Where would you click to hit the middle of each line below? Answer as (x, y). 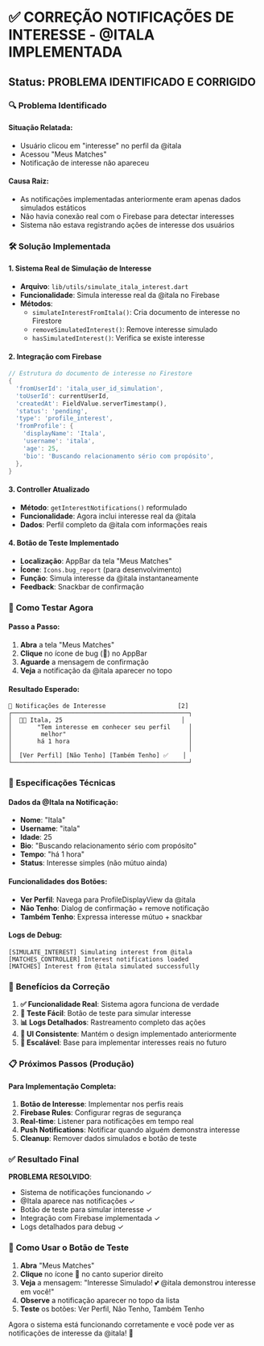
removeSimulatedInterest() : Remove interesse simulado (125, 329)
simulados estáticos (53, 208)
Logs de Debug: (35, 935)
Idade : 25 (36, 837)
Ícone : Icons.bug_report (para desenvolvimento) (101, 569)
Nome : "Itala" (43, 820)
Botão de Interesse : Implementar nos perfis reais (101, 1104)
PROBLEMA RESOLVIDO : (50, 1177)
